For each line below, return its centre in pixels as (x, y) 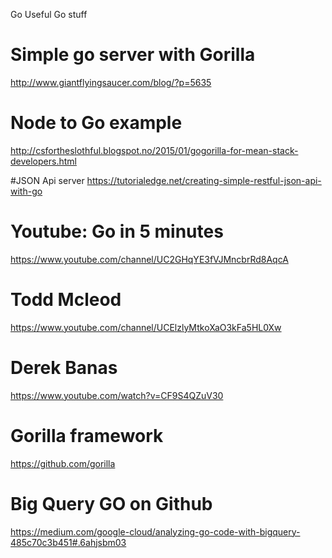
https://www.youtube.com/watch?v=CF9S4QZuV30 (117, 395)
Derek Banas (64, 367)
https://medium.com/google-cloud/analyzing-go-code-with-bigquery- (155, 531)
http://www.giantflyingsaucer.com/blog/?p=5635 (111, 82)
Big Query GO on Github (111, 503)
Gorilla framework (87, 435)
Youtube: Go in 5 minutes (117, 231)
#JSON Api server (47, 180)
